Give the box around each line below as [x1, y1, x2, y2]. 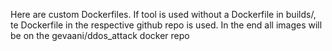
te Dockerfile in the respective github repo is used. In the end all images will [10, 19, 323, 31]
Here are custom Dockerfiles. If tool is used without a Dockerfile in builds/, [10, 9, 317, 20]
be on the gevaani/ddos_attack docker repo [10, 30, 190, 41]
